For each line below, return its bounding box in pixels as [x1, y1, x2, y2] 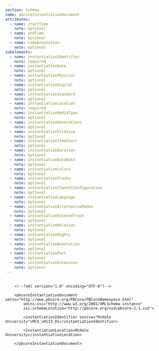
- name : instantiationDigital [10, 82, 73, 87]
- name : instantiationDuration [10, 148, 75, 153]
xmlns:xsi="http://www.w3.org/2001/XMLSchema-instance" [23, 301, 143, 306]
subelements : [5, 49, 33, 54]
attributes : [5, 17, 30, 22]
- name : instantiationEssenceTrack [10, 214, 85, 219]
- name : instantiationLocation [10, 101, 75, 106]
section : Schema [5, 7, 39, 13]
